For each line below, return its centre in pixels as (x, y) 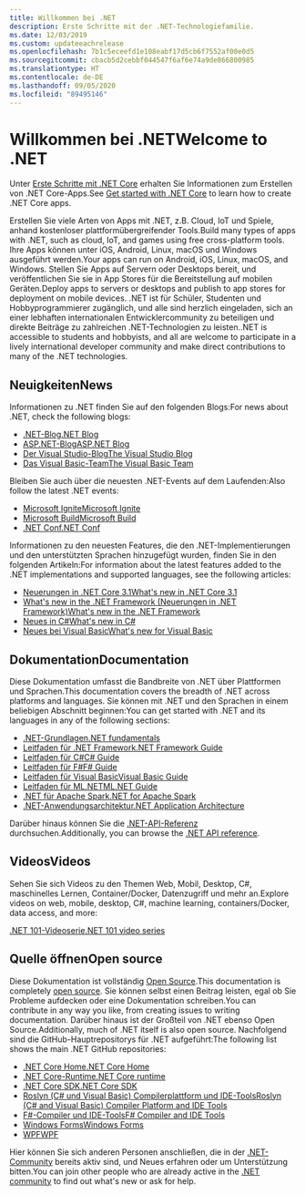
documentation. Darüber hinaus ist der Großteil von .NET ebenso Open (142, 1020)
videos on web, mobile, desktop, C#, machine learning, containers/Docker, (149, 902)
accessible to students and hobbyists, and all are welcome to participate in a (153, 337)
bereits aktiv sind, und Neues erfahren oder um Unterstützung (171, 1161)
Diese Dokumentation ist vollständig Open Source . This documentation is (145, 981)
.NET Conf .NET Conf (61, 528)
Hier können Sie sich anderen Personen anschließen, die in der (127, 1152)
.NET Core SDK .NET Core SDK (80, 1086)
